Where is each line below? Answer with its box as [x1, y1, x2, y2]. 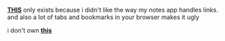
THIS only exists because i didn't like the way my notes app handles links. [7, 6, 219, 14]
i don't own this [7, 27, 52, 34]
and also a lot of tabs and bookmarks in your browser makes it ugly [7, 13, 200, 21]
